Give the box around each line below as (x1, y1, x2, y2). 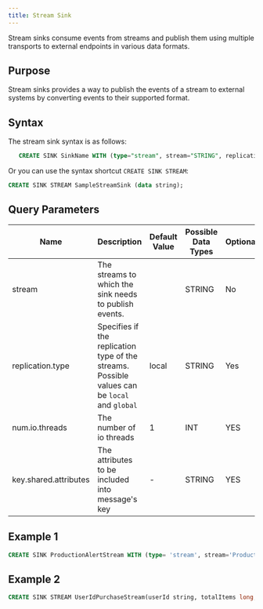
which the (97, 279, 134, 290)
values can (97, 380, 138, 391)
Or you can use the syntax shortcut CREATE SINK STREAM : (8, 166, 189, 176)
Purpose (8, 64, 51, 78)
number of (97, 421, 136, 432)
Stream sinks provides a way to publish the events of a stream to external (8, 85, 245, 94)
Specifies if (97, 321, 139, 332)
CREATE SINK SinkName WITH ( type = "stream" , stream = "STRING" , (18, 152, 222, 160)
